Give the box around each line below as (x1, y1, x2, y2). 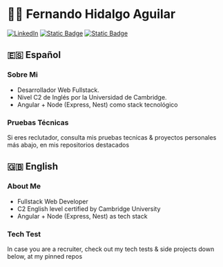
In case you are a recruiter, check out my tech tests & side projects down (7, 245, 215, 253)
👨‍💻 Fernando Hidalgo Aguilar (7, 6, 176, 22)
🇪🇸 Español (7, 49, 61, 61)
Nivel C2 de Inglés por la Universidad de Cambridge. (17, 93, 167, 101)
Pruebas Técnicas (7, 118, 69, 127)
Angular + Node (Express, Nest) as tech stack (17, 212, 148, 220)
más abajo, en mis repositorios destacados (7, 140, 130, 149)
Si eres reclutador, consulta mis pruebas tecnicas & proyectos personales (7, 133, 217, 141)
